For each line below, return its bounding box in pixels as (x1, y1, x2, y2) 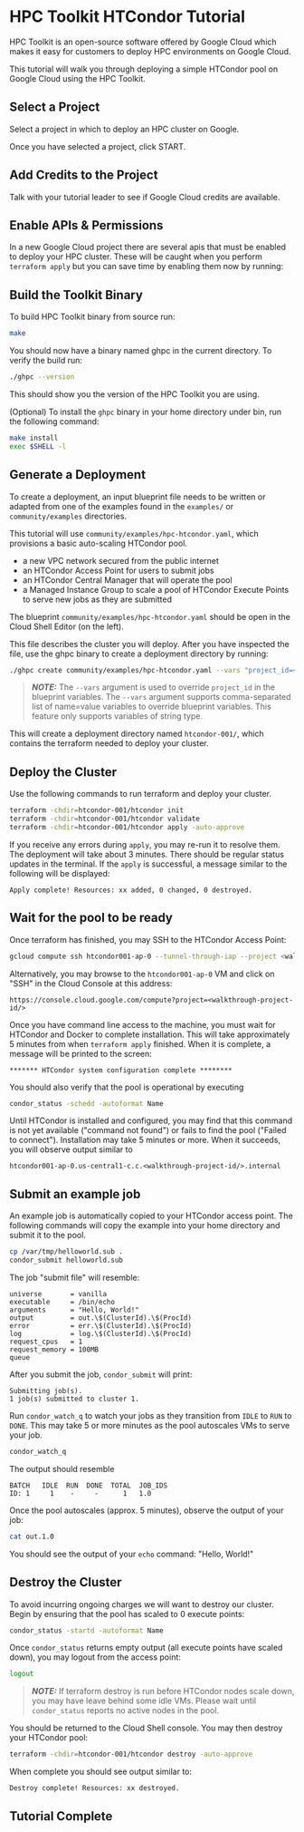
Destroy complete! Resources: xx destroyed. (9, 1784, 180, 1793)
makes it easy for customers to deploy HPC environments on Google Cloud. (9, 45, 291, 56)
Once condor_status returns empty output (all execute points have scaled (9, 1643, 283, 1653)
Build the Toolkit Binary (9, 287, 143, 303)
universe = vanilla (9, 1289, 107, 1298)
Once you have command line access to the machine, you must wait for (9, 1019, 276, 1030)
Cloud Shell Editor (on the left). (9, 621, 124, 632)
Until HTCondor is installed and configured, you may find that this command (9, 1115, 293, 1126)
